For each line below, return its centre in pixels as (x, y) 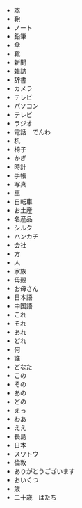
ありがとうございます (44, 471)
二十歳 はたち (35, 497)
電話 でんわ (32, 132)
